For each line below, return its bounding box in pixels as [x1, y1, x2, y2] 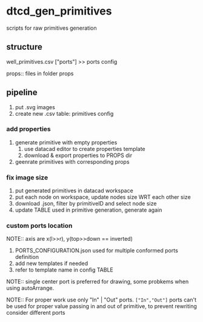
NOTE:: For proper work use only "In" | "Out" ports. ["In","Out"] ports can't [6, 296, 197, 304]
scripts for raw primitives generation [6, 24, 97, 32]
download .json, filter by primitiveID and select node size [15, 200, 157, 207]
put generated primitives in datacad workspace [15, 187, 133, 195]
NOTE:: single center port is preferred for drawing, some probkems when [6, 278, 189, 286]
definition [15, 253, 39, 261]
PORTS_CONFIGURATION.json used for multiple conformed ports [15, 247, 179, 254]
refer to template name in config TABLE [15, 266, 114, 273]
